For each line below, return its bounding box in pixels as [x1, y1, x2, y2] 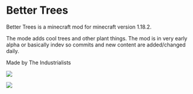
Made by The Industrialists [6, 59, 71, 66]
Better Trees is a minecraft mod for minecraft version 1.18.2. [6, 23, 152, 30]
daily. [6, 47, 20, 54]
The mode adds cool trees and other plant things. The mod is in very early [6, 35, 188, 42]
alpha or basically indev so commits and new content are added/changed [6, 41, 186, 48]
